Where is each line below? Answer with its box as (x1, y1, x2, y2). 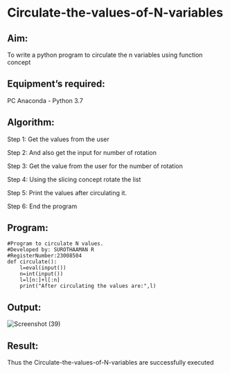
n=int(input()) (19, 271, 64, 278)
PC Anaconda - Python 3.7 (7, 96, 83, 104)
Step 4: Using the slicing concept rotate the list (7, 175, 141, 183)
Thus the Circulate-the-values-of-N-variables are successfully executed (7, 358, 214, 367)
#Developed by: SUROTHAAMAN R (7, 246, 95, 253)
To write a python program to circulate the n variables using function (7, 51, 203, 59)
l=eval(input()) (19, 264, 67, 271)
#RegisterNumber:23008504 (7, 253, 82, 260)
